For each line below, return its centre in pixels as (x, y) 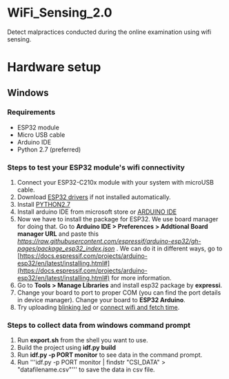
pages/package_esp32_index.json (66, 249)
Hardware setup (54, 67)
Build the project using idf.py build (66, 348)
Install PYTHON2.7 (44, 205)
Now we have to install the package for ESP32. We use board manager (118, 219)
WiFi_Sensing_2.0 (60, 13)
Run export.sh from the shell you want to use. (82, 340)
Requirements (31, 112)
